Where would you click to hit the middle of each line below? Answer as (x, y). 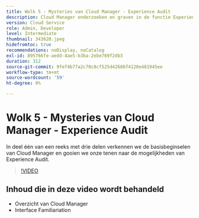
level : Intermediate (32, 34)
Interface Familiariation (43, 210)
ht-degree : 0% (24, 84)
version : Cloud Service (36, 23)
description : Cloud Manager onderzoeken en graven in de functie (88, 17)
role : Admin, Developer (36, 28)
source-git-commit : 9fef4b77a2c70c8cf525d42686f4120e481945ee (84, 67)
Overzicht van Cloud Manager (51, 203)
